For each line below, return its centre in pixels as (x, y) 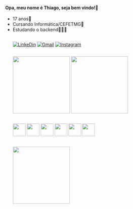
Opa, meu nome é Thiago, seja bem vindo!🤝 (52, 8)
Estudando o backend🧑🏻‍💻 (40, 30)
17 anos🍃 (22, 19)
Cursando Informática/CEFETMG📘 (48, 24)
